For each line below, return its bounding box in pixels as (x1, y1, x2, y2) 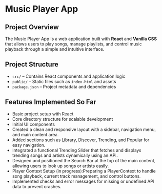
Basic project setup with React (12, 111, 74, 117)
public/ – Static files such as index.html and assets (12, 78, 116, 84)
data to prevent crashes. (12, 183, 61, 189)
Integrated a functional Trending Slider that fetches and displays (12, 147, 142, 153)
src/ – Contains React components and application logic (12, 73, 126, 79)
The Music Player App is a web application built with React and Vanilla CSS (5, 36, 157, 42)
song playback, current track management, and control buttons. (12, 173, 141, 179)
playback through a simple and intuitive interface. (5, 46, 105, 52)
